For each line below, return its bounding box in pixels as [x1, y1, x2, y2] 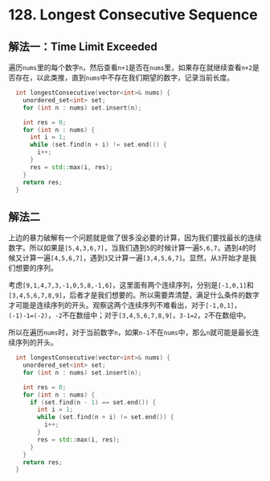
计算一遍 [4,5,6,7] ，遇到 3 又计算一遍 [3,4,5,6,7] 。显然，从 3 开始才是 [22, 253, 250, 263]
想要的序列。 [14, 263, 58, 273]
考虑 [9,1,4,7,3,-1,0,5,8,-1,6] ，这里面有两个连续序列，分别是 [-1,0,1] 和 [8, 280, 255, 290]
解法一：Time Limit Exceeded [8, 39, 158, 53]
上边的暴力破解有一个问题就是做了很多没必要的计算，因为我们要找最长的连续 [8, 233, 262, 243]
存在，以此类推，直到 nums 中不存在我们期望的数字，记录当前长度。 [14, 73, 235, 82]
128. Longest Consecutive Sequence [8, 6, 259, 24]
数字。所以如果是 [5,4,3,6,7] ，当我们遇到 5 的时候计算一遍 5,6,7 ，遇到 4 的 [8, 243, 249, 253]
